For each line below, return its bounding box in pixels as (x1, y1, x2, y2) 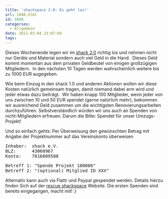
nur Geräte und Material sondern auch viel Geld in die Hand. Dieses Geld (5, 55, 158, 61)
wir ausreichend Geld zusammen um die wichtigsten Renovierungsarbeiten (5, 102, 161, 108)
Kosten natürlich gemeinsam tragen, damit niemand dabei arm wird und (5, 86, 154, 92)
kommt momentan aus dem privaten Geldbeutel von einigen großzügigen (5, 60, 157, 66)
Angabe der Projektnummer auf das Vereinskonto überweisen (5, 133, 134, 139)
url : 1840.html (5, 12, 37, 17)
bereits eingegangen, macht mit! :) (5, 188, 77, 194)
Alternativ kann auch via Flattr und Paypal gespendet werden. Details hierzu (5, 177, 163, 183)
